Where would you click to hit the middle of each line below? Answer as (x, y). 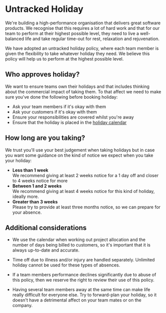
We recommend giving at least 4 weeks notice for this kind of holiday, (83, 191)
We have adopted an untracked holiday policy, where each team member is (82, 48)
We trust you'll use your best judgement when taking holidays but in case (80, 150)
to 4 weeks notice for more (40, 181)
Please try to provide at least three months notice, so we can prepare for (86, 207)
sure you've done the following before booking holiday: (61, 97)
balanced (15, 39)
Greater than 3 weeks (35, 201)
